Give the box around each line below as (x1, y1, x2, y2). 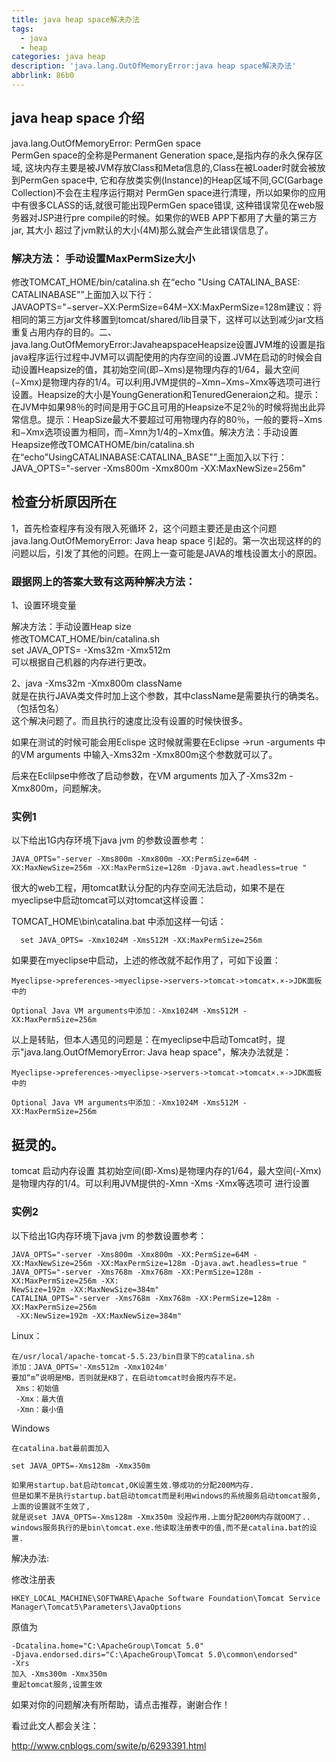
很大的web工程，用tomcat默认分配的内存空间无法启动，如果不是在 (11, 882, 286, 894)
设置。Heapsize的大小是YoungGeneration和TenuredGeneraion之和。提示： (11, 388, 322, 400)
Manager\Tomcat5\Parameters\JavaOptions (11, 1602, 183, 1612)
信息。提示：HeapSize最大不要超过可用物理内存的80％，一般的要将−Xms (19, 413, 323, 425)
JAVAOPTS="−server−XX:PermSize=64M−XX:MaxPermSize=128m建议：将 (11, 301, 323, 313)
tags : (11, 24, 34, 34)
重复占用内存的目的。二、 (11, 326, 117, 338)
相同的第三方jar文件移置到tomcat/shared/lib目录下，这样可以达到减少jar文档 (11, 313, 324, 325)
